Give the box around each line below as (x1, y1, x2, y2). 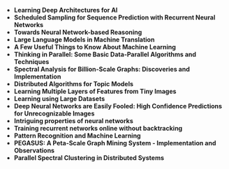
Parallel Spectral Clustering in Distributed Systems (13, 154, 165, 162)
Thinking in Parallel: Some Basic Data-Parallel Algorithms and (13, 50, 197, 58)
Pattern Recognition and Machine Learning (13, 131, 141, 140)
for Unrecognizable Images (13, 109, 95, 118)
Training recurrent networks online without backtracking (13, 124, 183, 132)
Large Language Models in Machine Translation (13, 35, 155, 44)
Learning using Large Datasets (13, 95, 105, 103)
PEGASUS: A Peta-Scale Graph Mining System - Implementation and (13, 139, 216, 147)
